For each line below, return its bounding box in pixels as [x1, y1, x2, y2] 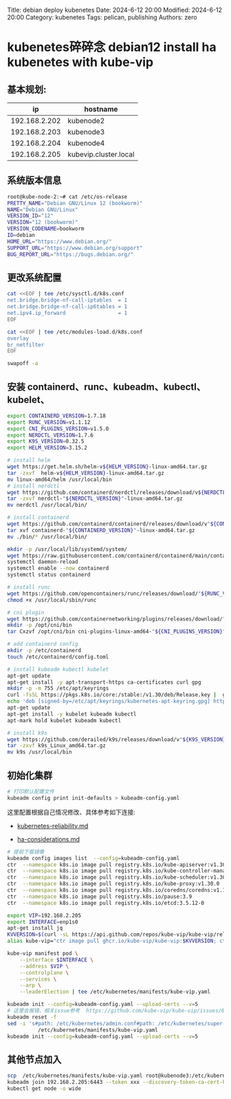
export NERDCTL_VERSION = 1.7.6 [7, 432, 94, 439]
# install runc [7, 584, 51, 591]
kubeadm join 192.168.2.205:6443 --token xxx [7, 1079, 140, 1086]
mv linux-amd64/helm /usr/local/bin [7, 476, 112, 483]
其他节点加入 [7, 1054, 62, 1065]
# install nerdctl [7, 482, 60, 490]
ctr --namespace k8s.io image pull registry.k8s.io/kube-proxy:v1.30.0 [7, 881, 220, 888]
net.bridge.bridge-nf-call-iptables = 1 [7, 297, 128, 304]
